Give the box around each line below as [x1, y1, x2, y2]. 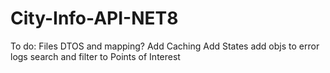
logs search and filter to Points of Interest [10, 50, 181, 62]
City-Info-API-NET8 [10, 7, 179, 30]
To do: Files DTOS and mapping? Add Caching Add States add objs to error [10, 40, 320, 52]
